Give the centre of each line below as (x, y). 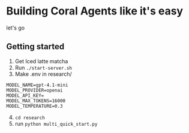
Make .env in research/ (43, 74)
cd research (30, 118)
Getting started (35, 47)
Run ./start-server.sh (43, 67)
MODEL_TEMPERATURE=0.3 (34, 106)
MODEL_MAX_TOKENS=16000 (36, 101)
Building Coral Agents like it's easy (95, 11)
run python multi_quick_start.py (56, 123)
